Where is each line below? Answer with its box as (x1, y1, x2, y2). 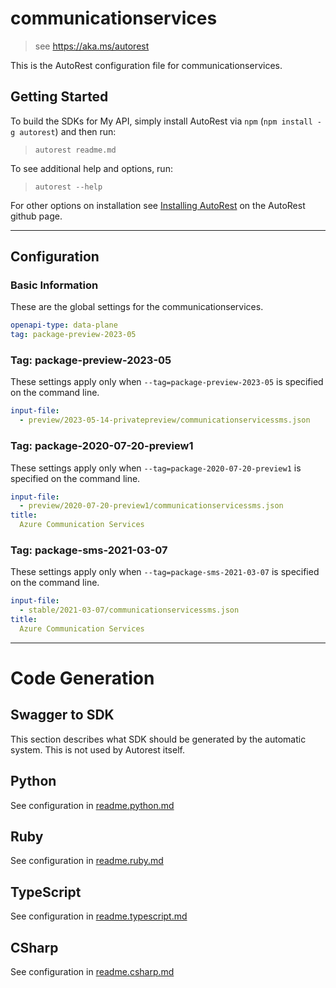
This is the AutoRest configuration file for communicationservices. (10, 59, 283, 71)
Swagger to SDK (10, 707, 115, 724)
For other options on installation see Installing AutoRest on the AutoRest (10, 199, 306, 211)
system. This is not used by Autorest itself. (10, 743, 185, 756)
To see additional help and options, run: (10, 162, 173, 174)
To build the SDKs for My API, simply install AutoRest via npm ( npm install (10, 115, 313, 127)
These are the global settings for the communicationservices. (10, 301, 264, 313)
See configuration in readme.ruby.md (10, 855, 164, 867)
